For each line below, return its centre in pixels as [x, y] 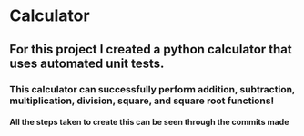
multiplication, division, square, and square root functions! [142, 101]
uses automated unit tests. [87, 63]
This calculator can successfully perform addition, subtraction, [152, 89]
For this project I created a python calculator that [151, 49]
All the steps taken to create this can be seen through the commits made [149, 122]
